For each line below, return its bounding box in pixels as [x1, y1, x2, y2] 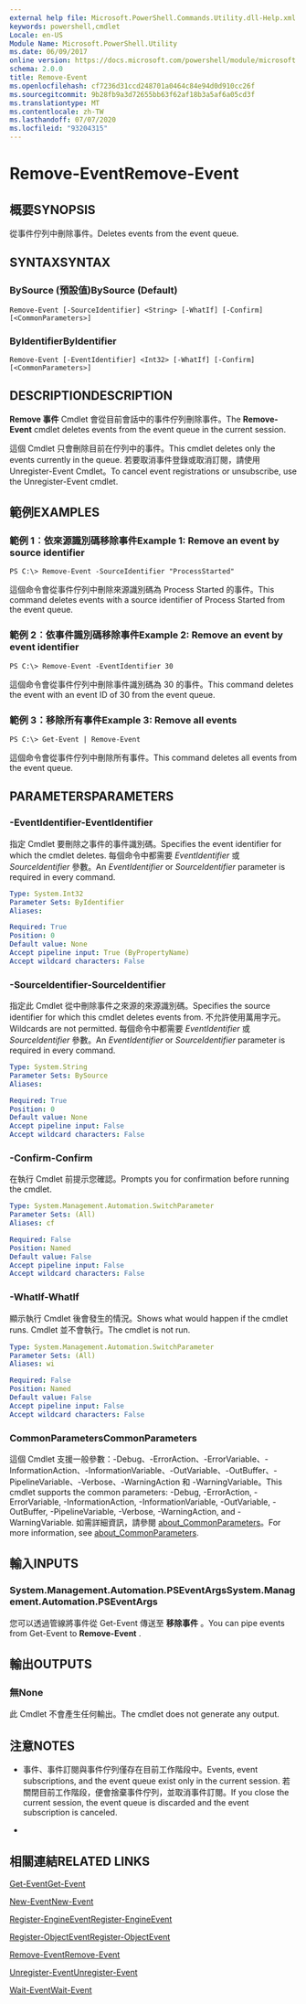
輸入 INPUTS [9, 1556, 79, 1571]
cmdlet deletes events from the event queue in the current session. [33, 423, 286, 434]
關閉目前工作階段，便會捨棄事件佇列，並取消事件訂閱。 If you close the [22, 1787, 290, 1798]
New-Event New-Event [9, 1895, 94, 1907]
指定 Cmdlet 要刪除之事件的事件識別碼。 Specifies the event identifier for [9, 838, 282, 849]
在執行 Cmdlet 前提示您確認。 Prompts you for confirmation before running [9, 1173, 290, 1184]
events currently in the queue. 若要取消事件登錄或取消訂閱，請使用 [9, 454, 260, 465]
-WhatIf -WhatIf [9, 1291, 79, 1303]
